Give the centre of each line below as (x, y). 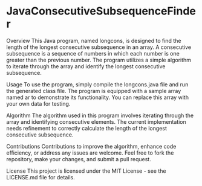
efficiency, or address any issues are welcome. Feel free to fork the (90, 153)
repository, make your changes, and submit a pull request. (79, 159)
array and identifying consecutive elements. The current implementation (96, 121)
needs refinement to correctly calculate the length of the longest (87, 128)
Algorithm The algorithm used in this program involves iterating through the (100, 115)
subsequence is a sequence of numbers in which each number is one (93, 53)
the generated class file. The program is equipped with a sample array (94, 91)
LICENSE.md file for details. (41, 177)
